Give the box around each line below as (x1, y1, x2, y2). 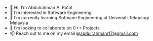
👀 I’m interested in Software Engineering (9, 10, 92, 15)
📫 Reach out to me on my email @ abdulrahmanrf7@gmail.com (9, 30, 138, 36)
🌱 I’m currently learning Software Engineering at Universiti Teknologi (9, 15, 149, 20)
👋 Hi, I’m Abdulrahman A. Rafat (9, 5, 73, 10)
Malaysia (9, 20, 28, 26)
